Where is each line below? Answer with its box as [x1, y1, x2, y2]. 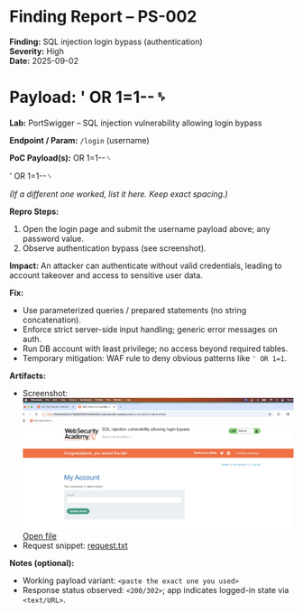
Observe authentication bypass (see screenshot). [22, 242, 207, 254]
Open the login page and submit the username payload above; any [22, 223, 271, 234]
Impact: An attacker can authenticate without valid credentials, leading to [9, 260, 282, 271]
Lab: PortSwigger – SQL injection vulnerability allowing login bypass [9, 117, 262, 128]
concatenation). [22, 314, 81, 325]
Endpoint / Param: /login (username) [9, 135, 151, 145]
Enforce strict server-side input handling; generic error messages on [22, 323, 278, 335]
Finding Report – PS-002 [9, 6, 197, 27]
